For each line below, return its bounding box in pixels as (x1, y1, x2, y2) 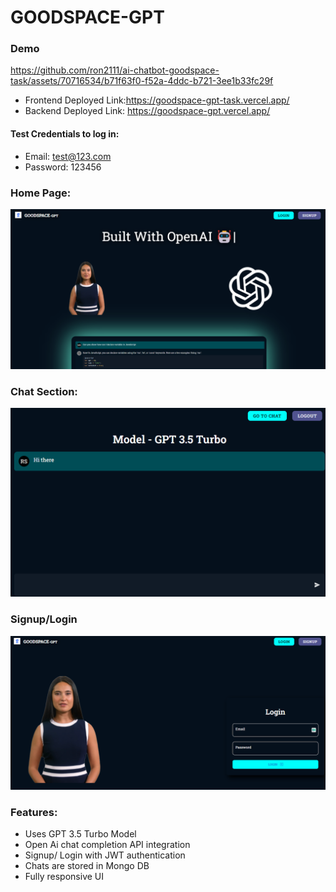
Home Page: (10, 186, 72, 200)
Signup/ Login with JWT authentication (24, 849, 186, 861)
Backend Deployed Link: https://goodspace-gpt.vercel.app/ (24, 105, 271, 117)
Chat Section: (10, 384, 78, 398)
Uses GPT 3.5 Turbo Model (24, 828, 137, 840)
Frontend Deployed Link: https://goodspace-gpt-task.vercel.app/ (24, 94, 290, 106)
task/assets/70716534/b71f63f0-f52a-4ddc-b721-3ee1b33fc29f (10, 75, 274, 87)
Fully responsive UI (24, 871, 105, 883)
